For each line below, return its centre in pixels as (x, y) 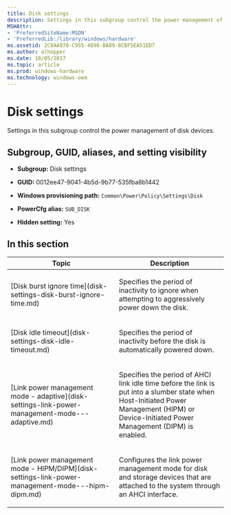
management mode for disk (164, 468)
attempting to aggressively (162, 299)
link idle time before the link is (167, 383)
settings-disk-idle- (43, 341)
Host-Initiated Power (153, 400)
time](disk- (89, 286)
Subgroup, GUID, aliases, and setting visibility (107, 152)
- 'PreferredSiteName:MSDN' (47, 33)
